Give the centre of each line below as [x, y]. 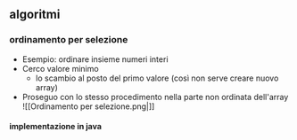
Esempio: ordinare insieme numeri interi [95, 59]
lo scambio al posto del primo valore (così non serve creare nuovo [157, 78]
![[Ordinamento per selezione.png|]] [88, 106]
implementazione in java [56, 127]
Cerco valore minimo [61, 68]
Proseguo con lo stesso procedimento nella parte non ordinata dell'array [155, 97]
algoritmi [35, 15]
